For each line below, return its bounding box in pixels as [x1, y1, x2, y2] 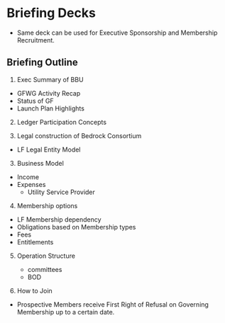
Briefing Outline [6, 57, 79, 69]
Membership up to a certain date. [16, 307, 115, 316]
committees [27, 265, 62, 273]
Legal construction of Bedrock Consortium [16, 131, 142, 140]
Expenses [16, 180, 46, 188]
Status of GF [16, 96, 54, 105]
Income [16, 172, 40, 181]
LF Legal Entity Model [16, 145, 81, 154]
